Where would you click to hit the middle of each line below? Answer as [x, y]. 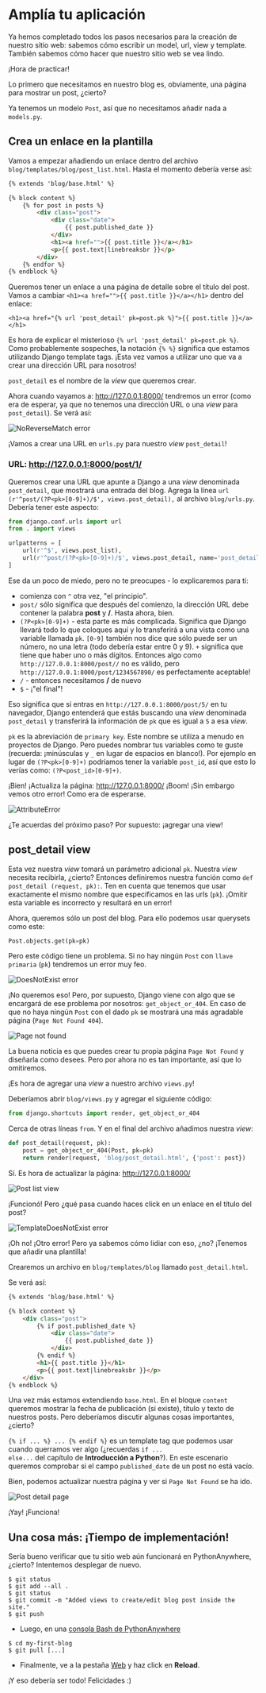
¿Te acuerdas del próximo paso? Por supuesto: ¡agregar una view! [116, 824]
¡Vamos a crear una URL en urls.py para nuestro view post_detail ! [118, 444]
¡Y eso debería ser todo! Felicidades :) [70, 1680]
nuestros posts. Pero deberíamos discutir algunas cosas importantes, [122, 1417]
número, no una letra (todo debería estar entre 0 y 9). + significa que [131, 646]
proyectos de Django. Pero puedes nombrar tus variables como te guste [126, 745]
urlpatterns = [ [35, 543]
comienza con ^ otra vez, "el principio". [84, 596]
